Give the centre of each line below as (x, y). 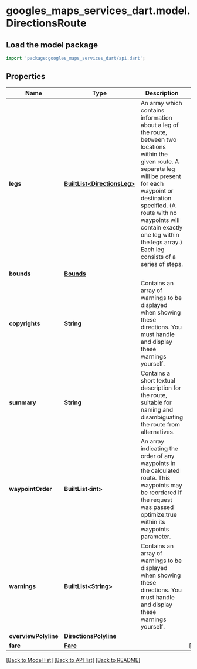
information (156, 117)
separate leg (158, 169)
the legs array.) (162, 242)
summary (23, 402)
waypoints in (158, 463)
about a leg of (159, 125)
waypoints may (162, 485)
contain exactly (162, 227)
